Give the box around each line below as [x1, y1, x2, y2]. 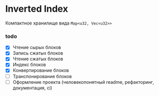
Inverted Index [5, 3, 68, 15]
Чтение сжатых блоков [12, 56, 63, 62]
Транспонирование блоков [12, 73, 72, 79]
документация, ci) [12, 85, 53, 91]
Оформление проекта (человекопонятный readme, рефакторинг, [12, 79, 154, 85]
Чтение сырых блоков [12, 44, 61, 51]
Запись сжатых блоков [12, 50, 63, 56]
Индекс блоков [12, 62, 46, 68]
